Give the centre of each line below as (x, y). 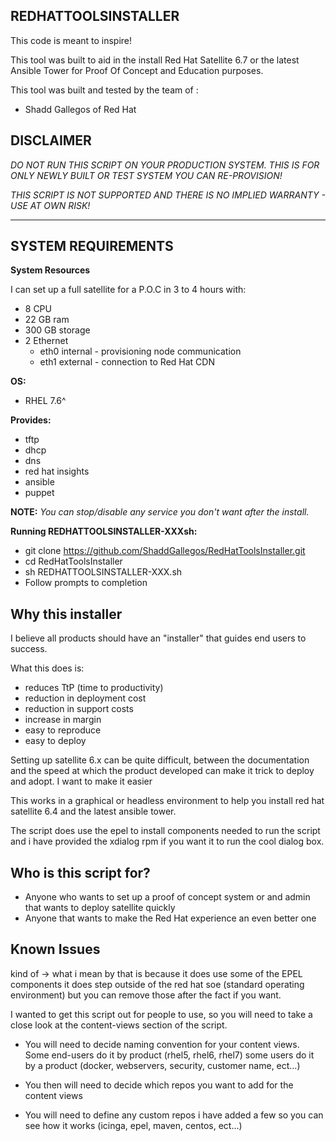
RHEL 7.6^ (45, 401)
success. (29, 649)
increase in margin (63, 720)
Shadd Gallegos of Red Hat (80, 109)
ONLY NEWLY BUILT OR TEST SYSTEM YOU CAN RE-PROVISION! (146, 175)
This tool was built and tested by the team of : (104, 90)
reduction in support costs (79, 709)
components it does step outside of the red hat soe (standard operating (157, 984)
